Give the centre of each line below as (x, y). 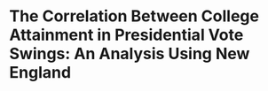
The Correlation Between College (134, 16)
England (40, 73)
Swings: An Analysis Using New (130, 54)
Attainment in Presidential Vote (126, 35)
